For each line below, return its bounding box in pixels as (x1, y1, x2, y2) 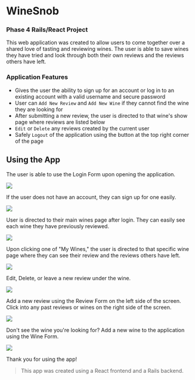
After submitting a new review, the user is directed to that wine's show (14, 112, 188, 119)
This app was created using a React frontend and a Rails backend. (20, 367, 184, 374)
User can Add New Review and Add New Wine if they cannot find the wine (14, 99, 189, 106)
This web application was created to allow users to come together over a (6, 39, 185, 46)
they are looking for (14, 106, 63, 113)
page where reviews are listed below (14, 118, 106, 125)
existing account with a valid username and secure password (14, 93, 166, 100)
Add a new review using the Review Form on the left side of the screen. (6, 297, 181, 304)
